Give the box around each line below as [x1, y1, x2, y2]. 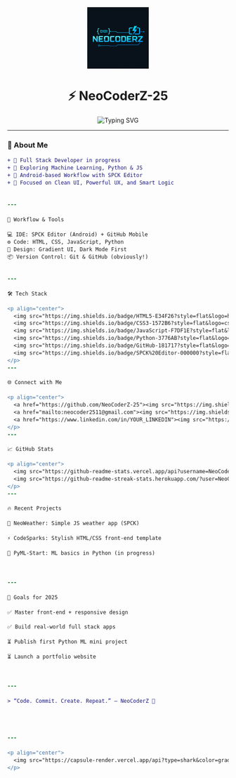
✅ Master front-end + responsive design [7, 609, 129, 616]
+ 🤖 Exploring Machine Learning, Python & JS [7, 164, 143, 171]
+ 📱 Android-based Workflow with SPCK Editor [7, 171, 143, 178]
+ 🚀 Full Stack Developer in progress [7, 157, 121, 164]
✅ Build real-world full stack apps [7, 624, 116, 631]
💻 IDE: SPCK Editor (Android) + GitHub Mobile [7, 231, 149, 238]
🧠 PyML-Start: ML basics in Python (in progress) [7, 549, 156, 557]
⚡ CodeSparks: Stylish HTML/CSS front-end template [7, 534, 162, 541]
